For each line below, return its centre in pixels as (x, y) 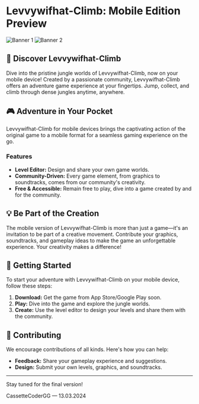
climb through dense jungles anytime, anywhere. (66, 92)
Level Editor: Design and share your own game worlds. (82, 169)
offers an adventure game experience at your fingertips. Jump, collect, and (98, 86)
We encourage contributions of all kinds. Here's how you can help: (87, 349)
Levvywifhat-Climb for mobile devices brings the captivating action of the (96, 128)
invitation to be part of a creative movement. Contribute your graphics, (92, 234)
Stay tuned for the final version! (44, 384)
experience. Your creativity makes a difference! (64, 247)
